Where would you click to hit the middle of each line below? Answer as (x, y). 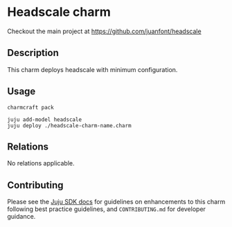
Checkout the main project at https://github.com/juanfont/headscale (105, 31)
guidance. (21, 217)
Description (33, 53)
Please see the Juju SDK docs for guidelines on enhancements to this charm (116, 202)
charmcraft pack (30, 107)
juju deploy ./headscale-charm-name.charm (69, 125)
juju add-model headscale (44, 119)
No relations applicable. (41, 163)
